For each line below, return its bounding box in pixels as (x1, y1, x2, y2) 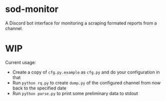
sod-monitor (5, 3, 58, 15)
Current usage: (5, 59, 36, 65)
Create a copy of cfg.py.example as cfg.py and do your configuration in (12, 69, 160, 75)
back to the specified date (12, 85, 66, 91)
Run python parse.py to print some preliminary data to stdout (12, 90, 138, 96)
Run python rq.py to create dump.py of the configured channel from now (12, 79, 161, 85)
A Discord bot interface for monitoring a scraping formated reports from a (5, 20, 157, 26)
